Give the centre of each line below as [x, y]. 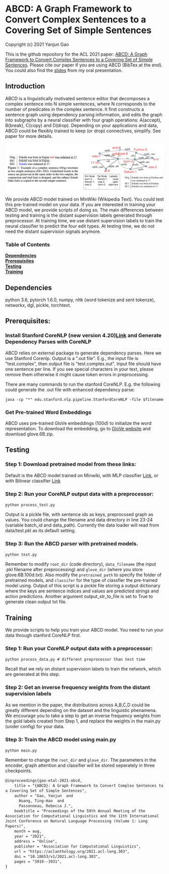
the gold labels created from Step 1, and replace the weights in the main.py [83, 721]
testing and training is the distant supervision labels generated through [79, 215]
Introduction [25, 86]
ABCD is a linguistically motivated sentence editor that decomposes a [77, 98]
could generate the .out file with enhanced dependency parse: [70, 389]
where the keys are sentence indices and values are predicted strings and [82, 591]
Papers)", [16, 826]
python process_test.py [30, 505]
